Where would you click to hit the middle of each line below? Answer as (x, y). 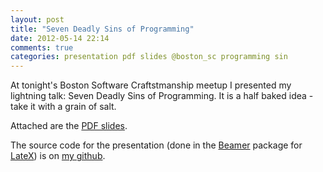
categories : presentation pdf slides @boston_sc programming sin (149, 57)
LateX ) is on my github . (58, 156)
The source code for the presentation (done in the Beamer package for (156, 145)
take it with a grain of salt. (63, 107)
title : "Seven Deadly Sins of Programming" (102, 29)
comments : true (42, 47)
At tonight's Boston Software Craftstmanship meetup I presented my (151, 85)
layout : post (37, 19)
